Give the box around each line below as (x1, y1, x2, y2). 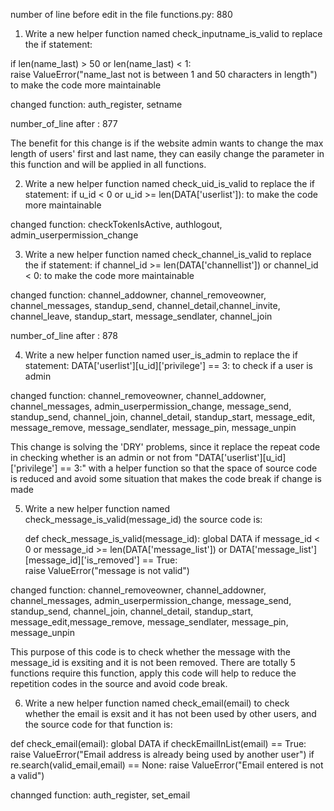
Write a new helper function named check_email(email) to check (24, 697, 290, 709)
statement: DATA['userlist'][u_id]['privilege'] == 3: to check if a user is (24, 360, 313, 371)
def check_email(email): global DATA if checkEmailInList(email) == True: (10, 738, 307, 749)
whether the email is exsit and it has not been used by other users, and (24, 708, 317, 719)
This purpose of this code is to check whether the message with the (10, 646, 292, 658)
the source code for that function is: (24, 719, 173, 730)
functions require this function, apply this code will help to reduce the (10, 667, 297, 679)
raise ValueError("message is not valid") (24, 565, 190, 576)
